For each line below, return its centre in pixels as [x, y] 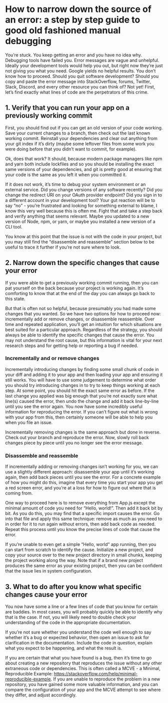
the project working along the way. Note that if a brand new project [74, 560]
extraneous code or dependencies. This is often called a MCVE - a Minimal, [83, 668]
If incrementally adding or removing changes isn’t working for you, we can [82, 466]
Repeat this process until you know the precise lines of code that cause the [82, 529]
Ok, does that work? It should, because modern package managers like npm [84, 158]
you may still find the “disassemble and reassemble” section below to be [80, 241]
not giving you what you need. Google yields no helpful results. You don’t [80, 70]
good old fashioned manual [63, 30]
